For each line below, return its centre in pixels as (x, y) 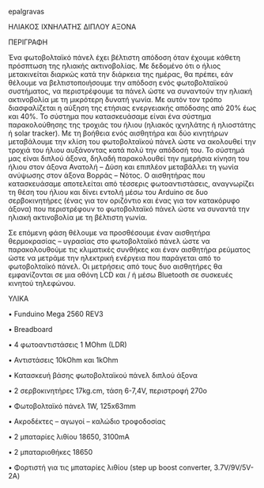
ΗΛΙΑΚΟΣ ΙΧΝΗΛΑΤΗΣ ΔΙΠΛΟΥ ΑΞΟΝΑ (72, 27)
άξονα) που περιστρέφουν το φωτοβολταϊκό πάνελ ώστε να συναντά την (129, 209)
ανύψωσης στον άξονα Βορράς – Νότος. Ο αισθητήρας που (107, 175)
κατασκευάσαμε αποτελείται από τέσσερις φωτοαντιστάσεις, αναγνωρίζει (131, 184)
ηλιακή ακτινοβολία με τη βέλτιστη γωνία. (78, 217)
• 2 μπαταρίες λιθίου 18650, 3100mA (69, 437)
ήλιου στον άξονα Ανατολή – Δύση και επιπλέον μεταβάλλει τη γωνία (123, 167)
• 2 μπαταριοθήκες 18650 (51, 452)
